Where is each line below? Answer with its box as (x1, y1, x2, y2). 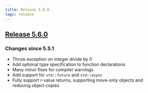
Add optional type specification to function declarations (12, 61, 126, 67)
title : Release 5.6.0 (5, 7, 50, 12)
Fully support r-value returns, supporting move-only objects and (12, 77, 143, 83)
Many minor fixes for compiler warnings (12, 67, 94, 73)
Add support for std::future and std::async (12, 72, 103, 78)
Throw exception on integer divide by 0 (12, 56, 92, 62)
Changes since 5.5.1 (5, 45, 54, 52)
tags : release (5, 12, 35, 17)
